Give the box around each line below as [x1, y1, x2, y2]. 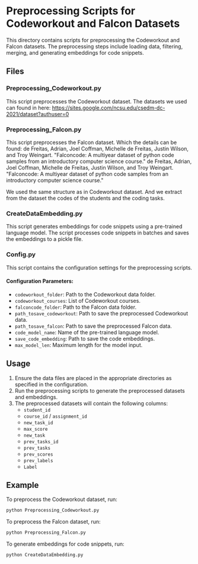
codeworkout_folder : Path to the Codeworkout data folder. [14, 290, 156, 298]
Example [6, 480, 39, 490]
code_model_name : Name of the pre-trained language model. [14, 328, 159, 336]
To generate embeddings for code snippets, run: [6, 540, 124, 548]
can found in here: [6, 104, 51, 111]
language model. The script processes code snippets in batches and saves [6, 229, 190, 236]
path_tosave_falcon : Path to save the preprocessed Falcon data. [14, 322, 172, 330]
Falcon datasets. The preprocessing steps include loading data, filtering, [6, 43, 183, 50]
